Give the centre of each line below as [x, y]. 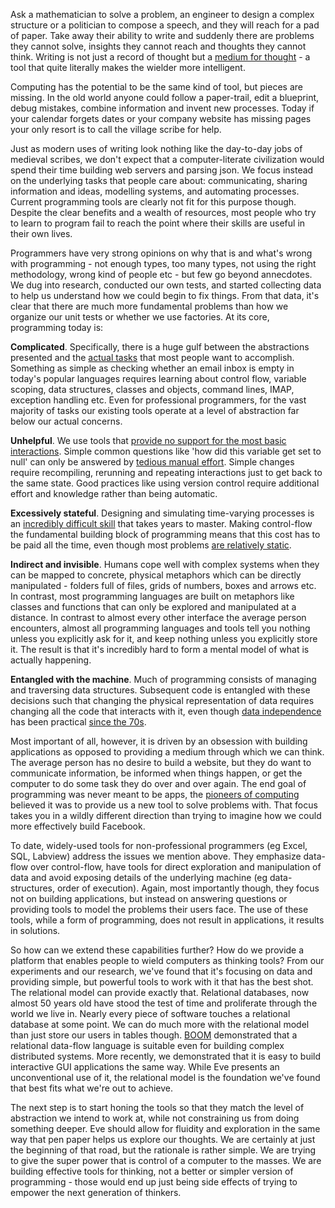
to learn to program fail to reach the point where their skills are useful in [158, 223]
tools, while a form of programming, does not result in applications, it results [167, 920]
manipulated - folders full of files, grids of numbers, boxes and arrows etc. [163, 585]
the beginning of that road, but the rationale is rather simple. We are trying [163, 1150]
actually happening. [51, 660]
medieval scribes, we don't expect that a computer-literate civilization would [167, 159]
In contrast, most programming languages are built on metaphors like [152, 596]
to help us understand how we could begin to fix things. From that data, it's [165, 295]
